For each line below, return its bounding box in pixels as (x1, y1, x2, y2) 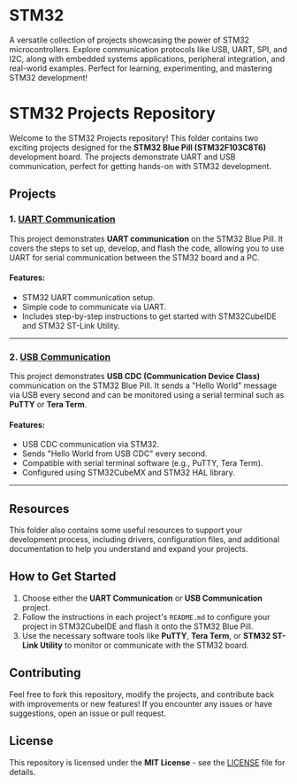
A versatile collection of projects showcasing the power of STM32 (9, 35, 250, 45)
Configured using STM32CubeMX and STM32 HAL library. (21, 467, 236, 478)
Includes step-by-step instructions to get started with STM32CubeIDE (21, 311, 277, 322)
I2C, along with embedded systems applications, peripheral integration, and (9, 53, 286, 64)
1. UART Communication (9, 213, 117, 226)
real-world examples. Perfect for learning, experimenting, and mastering (9, 63, 272, 74)
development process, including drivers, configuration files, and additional (9, 534, 280, 545)
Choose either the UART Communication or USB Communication (21, 593, 263, 603)
